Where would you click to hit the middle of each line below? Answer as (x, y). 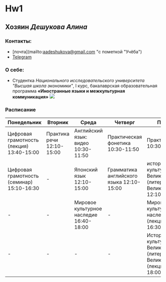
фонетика (119, 143)
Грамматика (122, 170)
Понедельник (25, 123)
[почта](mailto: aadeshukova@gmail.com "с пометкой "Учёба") (77, 51)
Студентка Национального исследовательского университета (78, 81)
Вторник (58, 123)
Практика (58, 134)
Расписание (21, 110)
